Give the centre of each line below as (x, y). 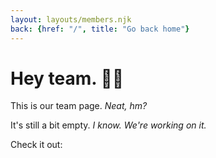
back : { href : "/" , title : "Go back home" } (100, 29)
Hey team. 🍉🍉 (67, 78)
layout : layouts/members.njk (71, 19)
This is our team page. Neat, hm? (79, 106)
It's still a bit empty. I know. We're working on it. (108, 125)
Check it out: (36, 145)
